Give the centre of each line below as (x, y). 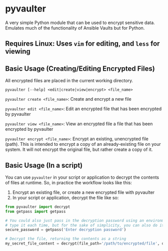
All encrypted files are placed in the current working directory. (69, 81)
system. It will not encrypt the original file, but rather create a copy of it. (79, 150)
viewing (18, 51)
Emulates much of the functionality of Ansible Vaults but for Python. (75, 28)
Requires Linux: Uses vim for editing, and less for (82, 44)
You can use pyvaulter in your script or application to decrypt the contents (82, 177)
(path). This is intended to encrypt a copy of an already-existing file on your (83, 144)
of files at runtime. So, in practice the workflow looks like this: (69, 182)
